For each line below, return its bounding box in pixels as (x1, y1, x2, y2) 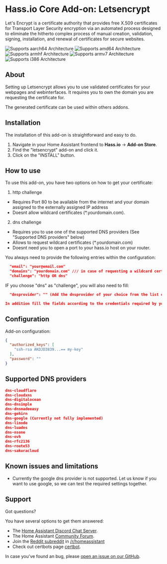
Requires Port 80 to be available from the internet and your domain (12, 199, 150, 205)
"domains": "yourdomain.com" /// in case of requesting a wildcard (9, 269, 153, 274)
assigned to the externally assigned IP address (12, 204, 108, 210)
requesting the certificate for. (5, 94, 65, 100)
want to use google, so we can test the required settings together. (12, 480, 148, 487)
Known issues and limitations (5, 462, 98, 471)
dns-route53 (5, 444, 30, 449)
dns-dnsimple (5, 402, 32, 407)
